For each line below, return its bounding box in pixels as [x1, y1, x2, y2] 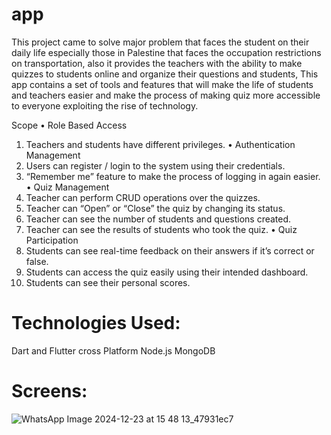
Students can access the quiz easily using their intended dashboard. [25, 266, 309, 278]
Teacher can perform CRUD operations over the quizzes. [25, 191, 261, 203]
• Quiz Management [25, 181, 110, 193]
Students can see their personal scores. [25, 276, 191, 288]
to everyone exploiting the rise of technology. [11, 99, 199, 112]
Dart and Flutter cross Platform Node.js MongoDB [11, 344, 216, 357]
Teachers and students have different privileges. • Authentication [25, 138, 296, 150]
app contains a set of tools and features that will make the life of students [11, 78, 314, 90]
